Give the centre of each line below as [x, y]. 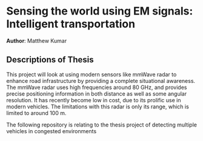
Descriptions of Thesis [50, 60]
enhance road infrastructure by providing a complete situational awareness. [101, 80]
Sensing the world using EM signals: [100, 11]
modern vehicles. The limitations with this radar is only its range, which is [98, 107]
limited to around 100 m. [36, 113]
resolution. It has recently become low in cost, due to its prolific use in [94, 100]
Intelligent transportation [71, 24]
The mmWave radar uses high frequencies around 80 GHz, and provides [97, 87]
